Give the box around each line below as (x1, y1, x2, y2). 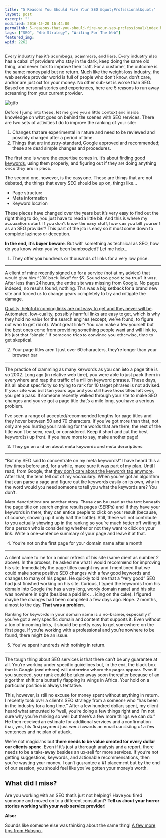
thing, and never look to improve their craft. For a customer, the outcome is (5, 63, 158, 69)
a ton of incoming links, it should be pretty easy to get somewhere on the (5, 621, 154, 627)
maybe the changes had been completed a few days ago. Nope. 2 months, (5, 596, 157, 602)
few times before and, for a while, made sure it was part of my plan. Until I (5, 463, 156, 469)
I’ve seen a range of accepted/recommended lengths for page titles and (5, 412, 152, 419)
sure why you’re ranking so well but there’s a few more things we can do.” (5, 713, 156, 719)
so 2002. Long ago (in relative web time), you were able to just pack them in (5, 371, 160, 377)
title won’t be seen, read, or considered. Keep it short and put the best (5, 428, 148, 434)
